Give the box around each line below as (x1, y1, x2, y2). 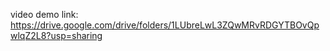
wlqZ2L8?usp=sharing (10, 30, 103, 41)
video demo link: (10, 9, 79, 20)
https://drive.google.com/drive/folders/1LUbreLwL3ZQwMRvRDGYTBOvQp (10, 19, 320, 31)
